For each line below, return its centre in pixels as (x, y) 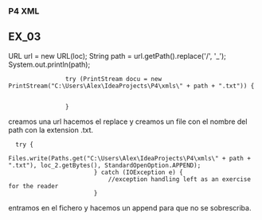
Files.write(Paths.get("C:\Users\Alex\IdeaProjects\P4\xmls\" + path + (129, 158)
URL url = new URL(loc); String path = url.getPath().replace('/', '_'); (117, 56)
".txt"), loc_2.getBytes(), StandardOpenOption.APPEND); (105, 165)
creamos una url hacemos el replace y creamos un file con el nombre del (128, 122)
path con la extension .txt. (51, 129)
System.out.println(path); (49, 64)
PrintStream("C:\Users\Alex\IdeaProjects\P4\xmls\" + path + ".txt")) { (131, 86)
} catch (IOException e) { (138, 172)
